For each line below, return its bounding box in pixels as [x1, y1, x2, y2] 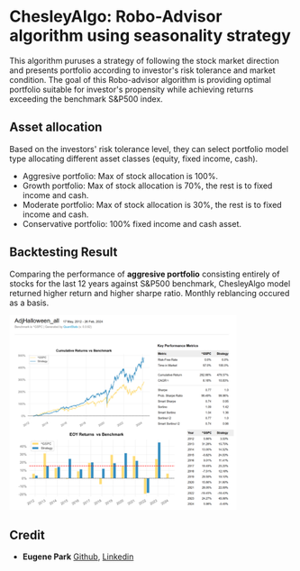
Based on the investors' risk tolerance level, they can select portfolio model [9, 143, 289, 154]
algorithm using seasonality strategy [9, 25, 291, 46]
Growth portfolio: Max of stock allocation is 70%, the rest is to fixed [22, 180, 273, 191]
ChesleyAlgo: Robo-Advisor [9, 6, 223, 27]
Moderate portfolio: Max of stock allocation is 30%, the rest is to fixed [22, 199, 282, 210]
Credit [9, 527, 45, 542]
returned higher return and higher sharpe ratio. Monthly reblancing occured [9, 287, 290, 298]
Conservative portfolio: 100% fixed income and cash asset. [22, 218, 241, 229]
